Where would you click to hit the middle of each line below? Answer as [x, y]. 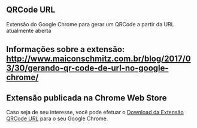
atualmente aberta [29, 31]
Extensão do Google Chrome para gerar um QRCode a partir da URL [90, 24]
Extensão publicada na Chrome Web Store [87, 98]
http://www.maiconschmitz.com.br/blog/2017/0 [99, 59]
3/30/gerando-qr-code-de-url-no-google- [87, 68]
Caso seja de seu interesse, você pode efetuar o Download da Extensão [95, 112]
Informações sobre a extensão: [66, 49]
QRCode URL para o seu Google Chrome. [57, 118]
